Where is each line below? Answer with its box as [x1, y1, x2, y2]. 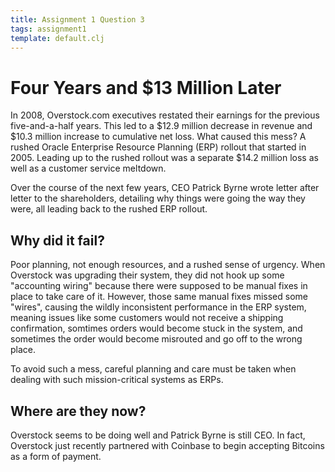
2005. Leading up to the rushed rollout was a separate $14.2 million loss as [10, 152, 319, 164]
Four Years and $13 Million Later [10, 76, 282, 99]
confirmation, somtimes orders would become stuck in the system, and [10, 322, 303, 335]
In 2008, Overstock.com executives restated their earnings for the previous [10, 109, 320, 121]
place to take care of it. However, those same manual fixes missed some [10, 291, 308, 303]
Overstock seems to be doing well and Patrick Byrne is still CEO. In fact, [10, 429, 306, 441]
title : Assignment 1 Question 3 [10, 14, 145, 25]
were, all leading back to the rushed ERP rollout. [10, 203, 208, 215]
